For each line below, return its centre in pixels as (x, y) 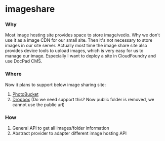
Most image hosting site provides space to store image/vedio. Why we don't (82, 35)
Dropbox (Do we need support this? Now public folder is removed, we (83, 99)
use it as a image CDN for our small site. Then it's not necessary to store (79, 40)
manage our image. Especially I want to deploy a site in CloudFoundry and (81, 56)
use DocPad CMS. (24, 61)
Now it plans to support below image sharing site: (56, 85)
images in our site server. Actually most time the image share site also (76, 46)
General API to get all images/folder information (61, 128)
